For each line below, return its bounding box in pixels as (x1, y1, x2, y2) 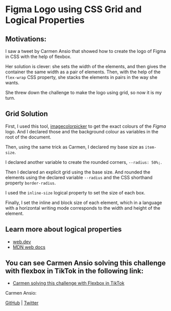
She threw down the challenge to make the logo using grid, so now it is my (5, 90, 162, 95)
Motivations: (5, 35, 47, 43)
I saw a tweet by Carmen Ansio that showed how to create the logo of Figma (5, 48, 166, 54)
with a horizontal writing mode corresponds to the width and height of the (5, 205, 161, 211)
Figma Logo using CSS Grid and (5, 4, 142, 15)
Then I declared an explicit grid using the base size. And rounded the (5, 169, 151, 175)
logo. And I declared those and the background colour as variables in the (5, 128, 159, 134)
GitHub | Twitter (5, 300, 39, 306)
